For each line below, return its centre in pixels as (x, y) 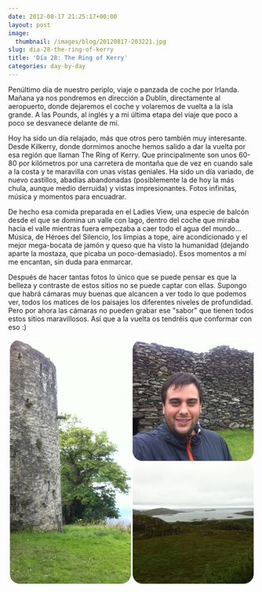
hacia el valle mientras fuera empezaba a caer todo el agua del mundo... (125, 228)
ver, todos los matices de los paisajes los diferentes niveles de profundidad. (131, 301)
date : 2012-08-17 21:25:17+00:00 (63, 16)
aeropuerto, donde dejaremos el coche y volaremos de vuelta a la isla (121, 106)
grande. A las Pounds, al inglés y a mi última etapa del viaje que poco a (123, 115)
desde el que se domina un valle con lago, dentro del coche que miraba (124, 220)
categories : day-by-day (47, 67)
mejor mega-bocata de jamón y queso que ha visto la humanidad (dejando (129, 245)
